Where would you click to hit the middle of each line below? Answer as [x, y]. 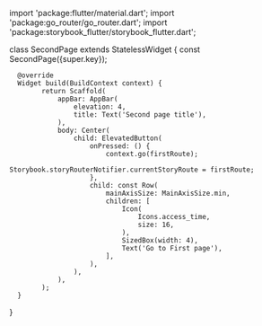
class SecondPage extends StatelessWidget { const [105, 49]
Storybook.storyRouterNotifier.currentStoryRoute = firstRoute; [132, 170]
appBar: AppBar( [87, 99]
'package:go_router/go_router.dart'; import [88, 22]
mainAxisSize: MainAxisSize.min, [168, 193]
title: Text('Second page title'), [140, 115]
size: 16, [156, 225]
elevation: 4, [100, 107]
